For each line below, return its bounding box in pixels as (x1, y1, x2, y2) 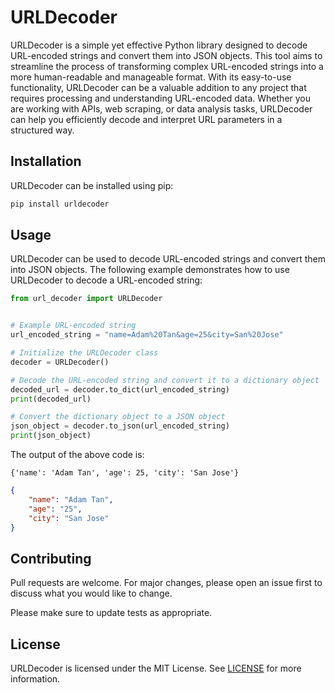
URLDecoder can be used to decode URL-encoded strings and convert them (10, 253, 326, 265)
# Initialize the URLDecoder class (10, 348, 159, 358)
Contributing (10, 550, 92, 567)
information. (10, 673, 61, 685)
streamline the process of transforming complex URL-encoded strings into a (10, 60, 324, 72)
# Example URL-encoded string (10, 321, 137, 331)
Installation (10, 153, 82, 170)
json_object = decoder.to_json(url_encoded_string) (10, 421, 230, 431)
